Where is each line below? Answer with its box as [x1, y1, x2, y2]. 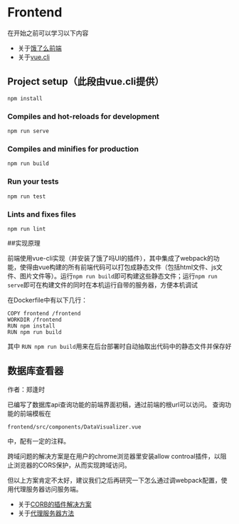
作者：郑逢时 [7, 385, 45, 394]
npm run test [7, 193, 46, 200]
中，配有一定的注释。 [7, 436, 70, 445]
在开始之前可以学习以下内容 [7, 28, 89, 37]
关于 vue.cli [17, 53, 50, 61]
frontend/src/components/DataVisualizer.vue [7, 423, 142, 431]
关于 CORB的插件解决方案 [17, 500, 92, 508]
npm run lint [7, 225, 46, 232]
